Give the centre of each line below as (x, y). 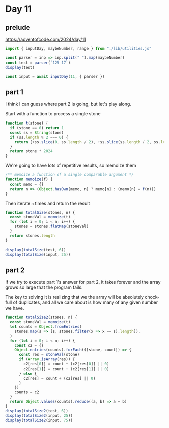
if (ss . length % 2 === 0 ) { (39, 137)
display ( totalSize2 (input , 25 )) (39, 416)
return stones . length (32, 236)
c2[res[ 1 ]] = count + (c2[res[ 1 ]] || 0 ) (66, 369)
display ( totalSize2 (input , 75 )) (39, 420)
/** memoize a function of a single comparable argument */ (70, 175)
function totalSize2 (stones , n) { (41, 317)
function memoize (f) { (29, 179)
